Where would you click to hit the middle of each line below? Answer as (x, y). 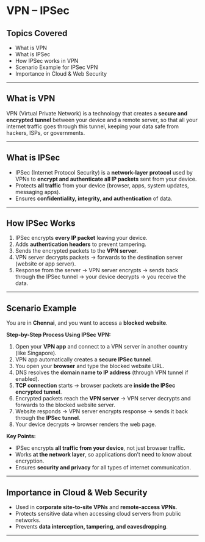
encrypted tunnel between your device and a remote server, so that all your (102, 120)
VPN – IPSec (38, 11)
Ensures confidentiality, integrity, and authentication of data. (94, 198)
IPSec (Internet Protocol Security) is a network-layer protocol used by (104, 172)
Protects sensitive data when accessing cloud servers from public (98, 514)
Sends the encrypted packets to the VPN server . (77, 251)
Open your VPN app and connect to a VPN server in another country (101, 347)
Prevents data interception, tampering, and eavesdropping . (91, 527)
